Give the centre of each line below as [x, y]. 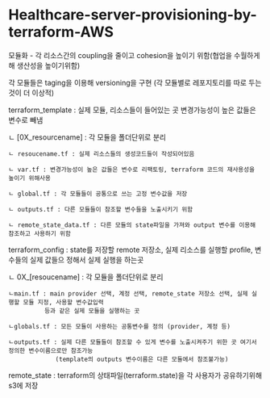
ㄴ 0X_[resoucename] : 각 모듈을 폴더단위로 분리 [86, 277]
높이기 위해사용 [29, 178]
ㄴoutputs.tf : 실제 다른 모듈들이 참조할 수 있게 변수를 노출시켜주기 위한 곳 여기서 [133, 342]
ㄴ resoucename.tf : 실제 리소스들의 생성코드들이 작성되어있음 [102, 154]
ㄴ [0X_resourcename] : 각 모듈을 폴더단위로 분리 [87, 137]
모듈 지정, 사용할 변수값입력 [63, 302]
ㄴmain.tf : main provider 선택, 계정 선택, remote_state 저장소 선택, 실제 [128, 293]
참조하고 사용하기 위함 [39, 233]
